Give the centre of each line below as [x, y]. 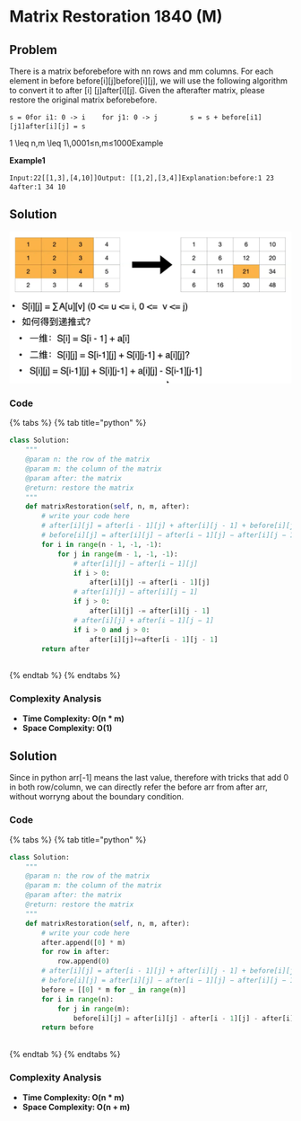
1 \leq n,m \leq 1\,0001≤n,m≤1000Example [86, 143]
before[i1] [242, 118]
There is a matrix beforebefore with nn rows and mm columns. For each [142, 71]
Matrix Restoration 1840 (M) [116, 17]
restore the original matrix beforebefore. [83, 100]
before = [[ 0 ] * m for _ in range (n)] [114, 990]
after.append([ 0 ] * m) [84, 942]
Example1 [28, 160]
